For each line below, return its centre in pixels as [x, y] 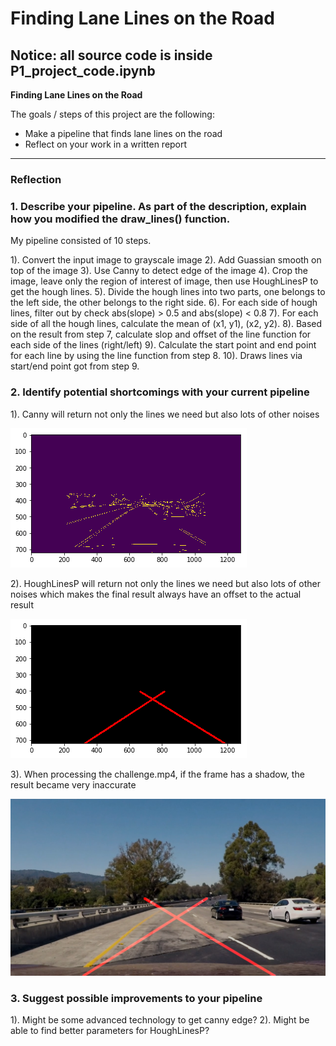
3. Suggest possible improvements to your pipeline [136, 998]
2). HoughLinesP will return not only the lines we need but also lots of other [166, 583]
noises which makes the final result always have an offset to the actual [156, 594]
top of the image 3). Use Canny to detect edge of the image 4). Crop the [159, 271]
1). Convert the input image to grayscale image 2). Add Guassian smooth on [166, 260]
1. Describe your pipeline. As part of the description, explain [158, 206]
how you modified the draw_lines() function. [120, 219]
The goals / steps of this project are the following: [112, 114]
